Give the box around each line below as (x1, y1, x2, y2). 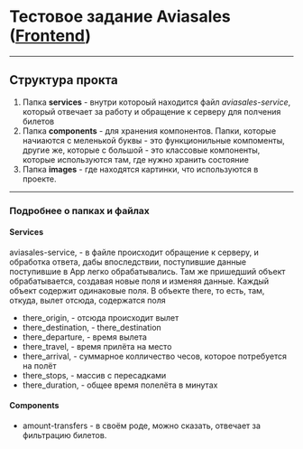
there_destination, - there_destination (22, 322, 162, 332)
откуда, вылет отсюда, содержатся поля (9, 295, 166, 305)
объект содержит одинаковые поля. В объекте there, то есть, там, (9, 285, 265, 295)
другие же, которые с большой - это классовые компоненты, (22, 145, 261, 155)
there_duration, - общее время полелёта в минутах (22, 379, 218, 390)
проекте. (22, 173, 57, 184)
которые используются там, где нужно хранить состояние (22, 154, 250, 164)
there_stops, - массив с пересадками (22, 369, 167, 380)
